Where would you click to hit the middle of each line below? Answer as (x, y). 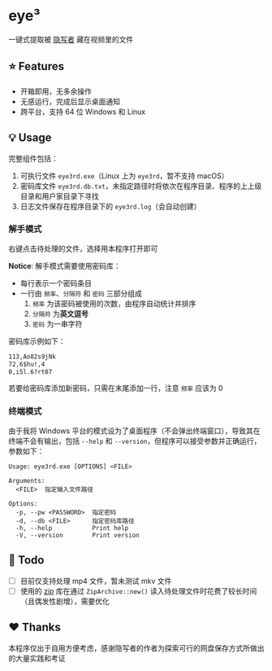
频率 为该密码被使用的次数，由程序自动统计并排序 (114, 303)
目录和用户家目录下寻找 (59, 196)
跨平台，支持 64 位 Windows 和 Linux (83, 112)
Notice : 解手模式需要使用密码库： (65, 265)
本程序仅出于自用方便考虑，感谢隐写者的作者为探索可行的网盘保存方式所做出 (136, 648)
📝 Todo (26, 560)
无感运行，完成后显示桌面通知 (70, 101)
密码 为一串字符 (57, 323)
